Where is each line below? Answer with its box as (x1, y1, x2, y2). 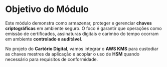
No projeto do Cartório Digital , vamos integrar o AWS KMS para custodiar (5, 45, 159, 51)
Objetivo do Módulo (5, 3, 89, 15)
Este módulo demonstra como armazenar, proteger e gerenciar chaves (5, 20, 152, 26)
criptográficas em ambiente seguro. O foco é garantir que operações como (5, 25, 162, 31)
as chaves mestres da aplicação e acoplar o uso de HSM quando (5, 51, 139, 57)
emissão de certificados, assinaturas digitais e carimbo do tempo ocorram (5, 30, 159, 36)
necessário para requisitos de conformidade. (5, 56, 98, 62)
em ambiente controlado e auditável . (5, 36, 83, 42)
